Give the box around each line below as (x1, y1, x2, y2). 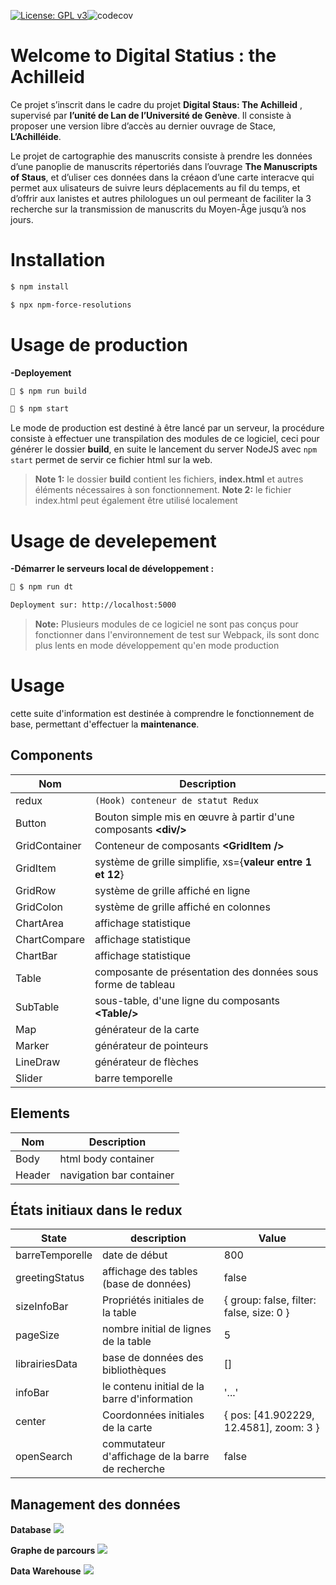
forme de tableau (94, 977, 176, 991)
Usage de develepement (10, 530, 217, 552)
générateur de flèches (94, 1055, 200, 1069)
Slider (15, 1071, 43, 1085)
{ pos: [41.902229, (223, 1408, 315, 1422)
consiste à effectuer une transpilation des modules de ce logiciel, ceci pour (10, 433, 320, 445)
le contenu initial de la (102, 1380, 205, 1394)
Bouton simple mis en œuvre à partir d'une (94, 810, 295, 824)
